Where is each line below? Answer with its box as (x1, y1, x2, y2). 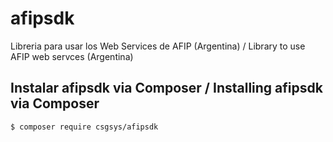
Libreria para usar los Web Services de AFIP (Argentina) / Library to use (10, 40, 306, 52)
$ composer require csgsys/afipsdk (10, 122, 159, 132)
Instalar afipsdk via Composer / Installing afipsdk (10, 80, 323, 97)
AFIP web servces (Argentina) (10, 50, 134, 62)
